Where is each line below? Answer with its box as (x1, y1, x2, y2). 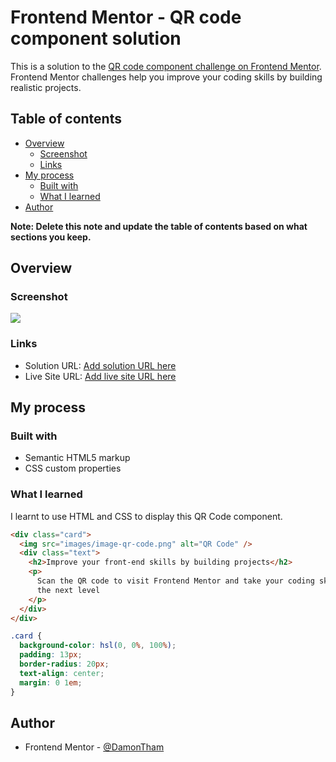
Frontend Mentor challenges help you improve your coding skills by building (10, 71, 323, 83)
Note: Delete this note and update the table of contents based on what (10, 220, 308, 232)
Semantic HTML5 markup (24, 452, 131, 464)
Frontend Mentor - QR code (10, 6, 242, 29)
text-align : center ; (19, 668, 105, 678)
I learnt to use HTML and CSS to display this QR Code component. (10, 510, 283, 522)
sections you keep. (10, 231, 92, 243)
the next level (36, 585, 101, 595)
